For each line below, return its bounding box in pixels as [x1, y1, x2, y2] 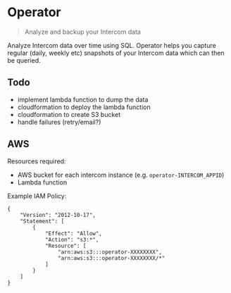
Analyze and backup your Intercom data [24, 27, 141, 36]
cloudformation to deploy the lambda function [17, 103, 151, 111]
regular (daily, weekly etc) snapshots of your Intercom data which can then [7, 49, 225, 57]
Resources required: [7, 156, 66, 166]
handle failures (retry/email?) [17, 118, 101, 126]
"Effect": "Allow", [44, 230, 102, 237]
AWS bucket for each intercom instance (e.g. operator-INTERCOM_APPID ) [17, 170, 225, 179]
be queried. [7, 56, 41, 64]
